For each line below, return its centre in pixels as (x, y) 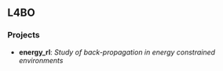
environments (41, 60)
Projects (24, 35)
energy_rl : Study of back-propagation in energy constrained (117, 52)
